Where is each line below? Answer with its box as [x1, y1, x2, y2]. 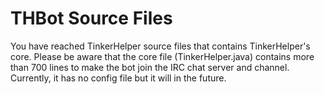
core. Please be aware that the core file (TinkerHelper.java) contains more [10, 50, 315, 62]
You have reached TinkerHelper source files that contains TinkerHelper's [10, 40, 311, 52]
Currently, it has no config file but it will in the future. [10, 72, 227, 84]
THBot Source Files [10, 7, 173, 30]
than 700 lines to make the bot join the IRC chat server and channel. [10, 61, 290, 73]
